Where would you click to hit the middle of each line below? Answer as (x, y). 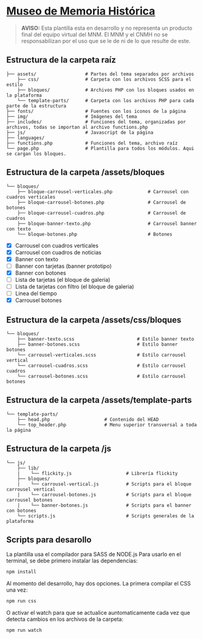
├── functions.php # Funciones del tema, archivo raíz (92, 143)
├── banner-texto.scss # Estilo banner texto (106, 339)
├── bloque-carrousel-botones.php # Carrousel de (102, 202)
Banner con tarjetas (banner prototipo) (64, 266)
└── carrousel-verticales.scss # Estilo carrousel (102, 355)
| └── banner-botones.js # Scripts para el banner (104, 505)
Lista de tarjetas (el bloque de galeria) (63, 279)
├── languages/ (26, 138)
